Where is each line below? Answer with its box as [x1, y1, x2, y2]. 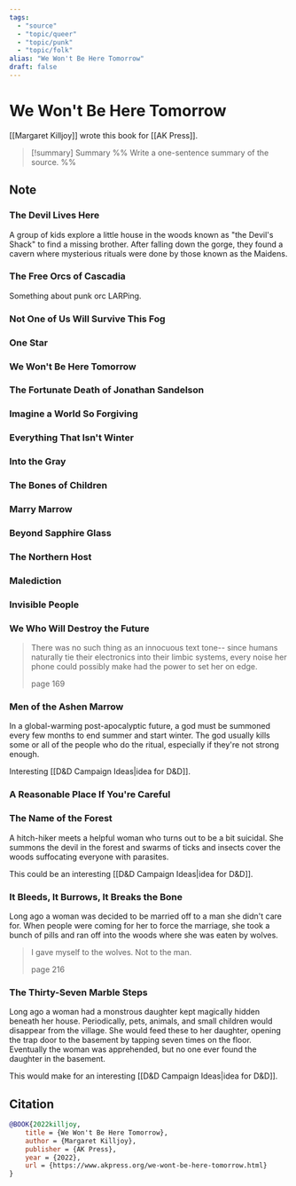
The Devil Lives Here [9, 210, 100, 222]
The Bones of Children [9, 479, 108, 492]
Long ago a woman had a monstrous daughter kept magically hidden [9, 1007, 261, 1017]
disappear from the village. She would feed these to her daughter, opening [9, 1025, 281, 1036]
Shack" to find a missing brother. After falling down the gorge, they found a [9, 239, 284, 249]
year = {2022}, [25, 1153, 82, 1162]
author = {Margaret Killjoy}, [25, 1136, 137, 1145]
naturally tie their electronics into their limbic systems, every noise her [30, 652, 288, 662]
